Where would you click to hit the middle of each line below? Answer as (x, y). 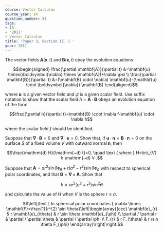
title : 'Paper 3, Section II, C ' (40, 41)
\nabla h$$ (82, 119)
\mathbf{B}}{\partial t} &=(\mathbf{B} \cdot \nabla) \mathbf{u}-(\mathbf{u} (82, 79)
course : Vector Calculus (30, 10)
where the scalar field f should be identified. (49, 128)
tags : (10, 23)
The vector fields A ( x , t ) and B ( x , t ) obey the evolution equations (69, 59)
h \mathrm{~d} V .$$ (82, 158)
